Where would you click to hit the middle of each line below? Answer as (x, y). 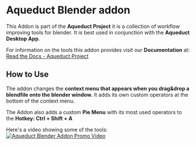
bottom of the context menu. (40, 101)
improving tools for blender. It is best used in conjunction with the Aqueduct (98, 32)
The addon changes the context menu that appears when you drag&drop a (98, 89)
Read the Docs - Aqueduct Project (47, 56)
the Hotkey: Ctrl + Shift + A (39, 118)
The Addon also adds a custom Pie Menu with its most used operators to (94, 112)
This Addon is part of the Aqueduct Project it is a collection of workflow (93, 26)
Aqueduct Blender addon (68, 10)
